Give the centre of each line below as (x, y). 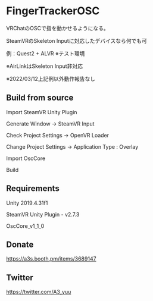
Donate (20, 244)
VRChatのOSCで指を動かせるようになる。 (57, 28)
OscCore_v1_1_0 (25, 226)
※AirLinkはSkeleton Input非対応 (45, 66)
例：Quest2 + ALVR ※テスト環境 (46, 53)
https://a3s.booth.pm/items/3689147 (51, 259)
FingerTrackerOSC (53, 11)
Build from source (40, 98)
